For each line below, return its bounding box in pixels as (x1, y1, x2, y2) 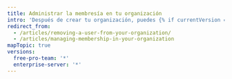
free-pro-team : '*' (13, 55, 70, 62)
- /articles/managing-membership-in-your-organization (13, 36, 175, 43)
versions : (7, 49, 36, 56)
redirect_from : (7, 23, 51, 30)
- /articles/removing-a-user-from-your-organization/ (13, 29, 171, 36)
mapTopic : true (7, 42, 51, 49)
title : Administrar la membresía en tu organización (7, 10, 162, 17)
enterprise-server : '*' (13, 61, 81, 68)
